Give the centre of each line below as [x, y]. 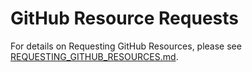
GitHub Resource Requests [124, 18]
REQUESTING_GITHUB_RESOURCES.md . [94, 56]
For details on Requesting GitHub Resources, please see [126, 46]
